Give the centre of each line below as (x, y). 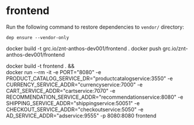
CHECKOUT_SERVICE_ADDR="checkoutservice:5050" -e (75, 109)
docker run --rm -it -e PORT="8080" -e (53, 72)
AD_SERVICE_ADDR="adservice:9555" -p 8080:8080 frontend (81, 116)
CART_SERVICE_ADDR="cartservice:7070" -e (61, 91)
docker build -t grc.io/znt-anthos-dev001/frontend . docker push (84, 48)
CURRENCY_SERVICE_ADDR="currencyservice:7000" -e (75, 84)
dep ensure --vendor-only (37, 37)
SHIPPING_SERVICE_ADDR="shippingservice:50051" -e (73, 103)
